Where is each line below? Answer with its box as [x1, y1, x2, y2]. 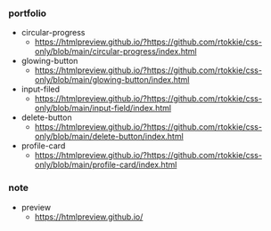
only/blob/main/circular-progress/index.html [34, 46, 197, 57]
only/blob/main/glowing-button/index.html [34, 75, 190, 85]
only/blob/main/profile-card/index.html [34, 159, 177, 171]
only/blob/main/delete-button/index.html [34, 131, 184, 142]
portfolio [8, 7, 46, 20]
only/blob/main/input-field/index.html [34, 103, 171, 114]
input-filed [21, 84, 60, 95]
